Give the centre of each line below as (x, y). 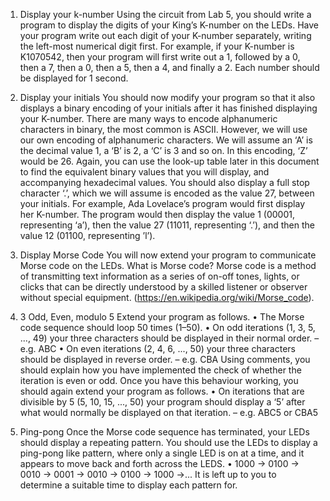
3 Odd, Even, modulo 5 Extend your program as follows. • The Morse (162, 317)
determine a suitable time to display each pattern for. (128, 485)
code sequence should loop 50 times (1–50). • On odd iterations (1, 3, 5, (167, 327)
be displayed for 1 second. (74, 78)
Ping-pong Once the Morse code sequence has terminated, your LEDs (164, 432)
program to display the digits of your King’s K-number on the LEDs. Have (169, 25)
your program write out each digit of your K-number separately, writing (165, 35)
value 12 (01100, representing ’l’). (87, 235)
